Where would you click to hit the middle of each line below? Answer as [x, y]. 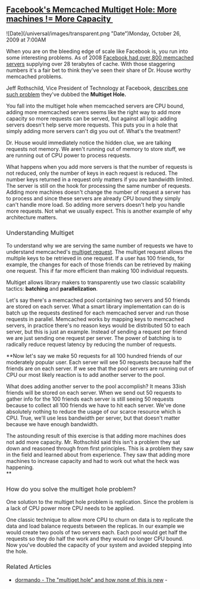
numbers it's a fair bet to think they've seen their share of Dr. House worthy [99, 70]
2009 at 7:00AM [26, 40]
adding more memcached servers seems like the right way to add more [94, 112]
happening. [20, 467]
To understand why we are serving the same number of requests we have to [100, 245]
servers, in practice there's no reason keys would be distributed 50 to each [98, 326]
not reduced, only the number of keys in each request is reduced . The [92, 173]
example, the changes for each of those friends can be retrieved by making [99, 264]
